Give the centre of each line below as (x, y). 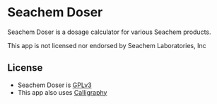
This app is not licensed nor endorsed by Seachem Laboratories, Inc (107, 45)
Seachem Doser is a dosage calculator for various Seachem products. (109, 32)
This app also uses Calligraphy (62, 92)
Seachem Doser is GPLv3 (54, 85)
